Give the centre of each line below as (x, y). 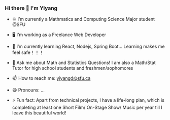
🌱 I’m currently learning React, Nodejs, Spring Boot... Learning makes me (88, 47)
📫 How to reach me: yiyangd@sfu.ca (51, 78)
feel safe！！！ (28, 52)
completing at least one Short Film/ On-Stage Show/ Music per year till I (87, 108)
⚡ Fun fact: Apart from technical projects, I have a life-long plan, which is (88, 100)
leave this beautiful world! (39, 113)
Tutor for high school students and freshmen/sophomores (73, 68)
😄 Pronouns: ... (28, 90)
